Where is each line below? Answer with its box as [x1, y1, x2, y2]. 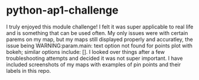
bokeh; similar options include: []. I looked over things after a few [6, 48, 165, 55]
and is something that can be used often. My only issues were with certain [6, 29, 188, 36]
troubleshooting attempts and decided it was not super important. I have [6, 55, 183, 62]
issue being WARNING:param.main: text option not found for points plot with [6, 42, 193, 49]
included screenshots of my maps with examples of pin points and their [6, 60, 181, 68]
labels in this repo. [6, 67, 52, 74]
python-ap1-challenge [6, 4, 119, 17]
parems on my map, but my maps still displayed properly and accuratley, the [6, 36, 193, 43]
